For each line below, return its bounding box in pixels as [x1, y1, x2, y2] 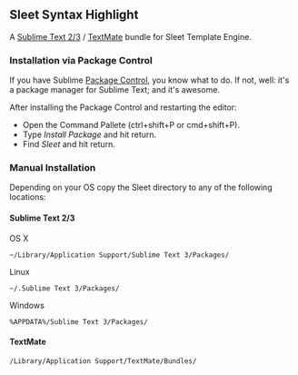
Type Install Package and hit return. [22, 129, 157, 140]
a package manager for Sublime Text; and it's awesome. [9, 84, 221, 95]
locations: [9, 192, 46, 202]
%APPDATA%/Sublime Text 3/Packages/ [9, 317, 148, 326]
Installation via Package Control [9, 54, 153, 66]
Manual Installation [9, 162, 96, 174]
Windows [9, 300, 45, 311]
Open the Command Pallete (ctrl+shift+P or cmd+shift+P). [22, 120, 241, 131]
